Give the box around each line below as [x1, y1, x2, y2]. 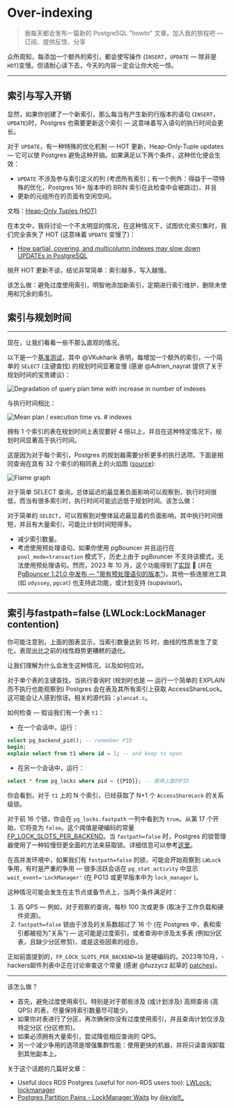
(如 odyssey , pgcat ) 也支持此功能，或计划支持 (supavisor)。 [17, 578, 187, 586]
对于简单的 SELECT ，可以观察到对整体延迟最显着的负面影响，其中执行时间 [7, 511, 217, 519]
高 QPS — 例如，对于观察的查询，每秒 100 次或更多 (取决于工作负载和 [17, 902, 218, 911]
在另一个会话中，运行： [17, 764, 85, 772]
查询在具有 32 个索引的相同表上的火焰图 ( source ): [13, 459, 156, 468]
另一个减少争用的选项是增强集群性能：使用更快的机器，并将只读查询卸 [17, 1040, 219, 1049]
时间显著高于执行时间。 [13, 436, 81, 444]
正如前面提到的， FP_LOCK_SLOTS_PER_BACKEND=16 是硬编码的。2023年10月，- [7, 952, 224, 960]
